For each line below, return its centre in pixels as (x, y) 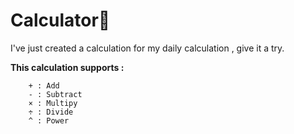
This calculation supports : (67, 67)
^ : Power (49, 120)
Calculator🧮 (60, 20)
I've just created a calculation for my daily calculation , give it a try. (147, 48)
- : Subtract (55, 94)
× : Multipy (53, 103)
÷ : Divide (51, 112)
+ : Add (44, 85)
